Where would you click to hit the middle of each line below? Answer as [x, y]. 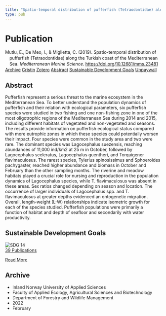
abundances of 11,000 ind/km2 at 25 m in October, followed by [69, 149]
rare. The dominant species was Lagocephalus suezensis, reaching [74, 144]
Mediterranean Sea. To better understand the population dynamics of [76, 102]
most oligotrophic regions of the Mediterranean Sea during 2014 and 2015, [81, 118]
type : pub [15, 14]
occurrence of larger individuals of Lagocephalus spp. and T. [67, 191]
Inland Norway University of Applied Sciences [59, 287]
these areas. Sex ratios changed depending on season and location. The [79, 186]
